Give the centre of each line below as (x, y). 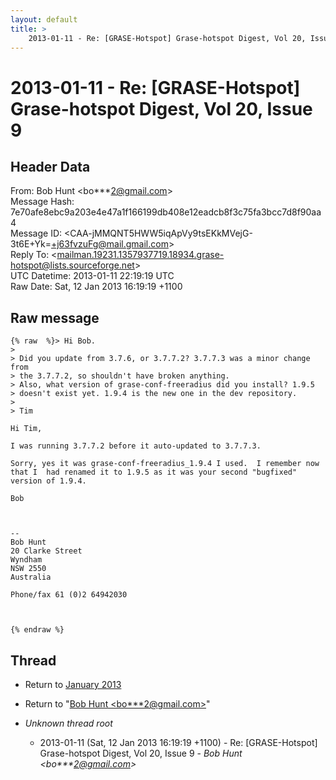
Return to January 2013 (73, 684)
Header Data (50, 166)
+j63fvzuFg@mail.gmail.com (109, 244)
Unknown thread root (68, 723)
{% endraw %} (37, 630)
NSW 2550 (28, 569)
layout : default (44, 19)
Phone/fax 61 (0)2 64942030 (69, 595)
